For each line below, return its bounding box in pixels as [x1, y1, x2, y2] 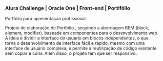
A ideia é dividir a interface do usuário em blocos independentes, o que [5, 35, 149, 41]
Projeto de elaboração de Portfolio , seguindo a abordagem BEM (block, [5, 25, 150, 31]
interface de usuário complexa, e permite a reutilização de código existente [5, 46, 157, 51]
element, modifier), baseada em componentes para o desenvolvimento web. [5, 30, 159, 36]
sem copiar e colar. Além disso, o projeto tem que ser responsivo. [5, 50, 137, 56]
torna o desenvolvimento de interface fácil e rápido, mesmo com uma [5, 40, 145, 46]
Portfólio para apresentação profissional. [5, 16, 87, 22]
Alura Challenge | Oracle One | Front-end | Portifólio [5, 5, 130, 12]
